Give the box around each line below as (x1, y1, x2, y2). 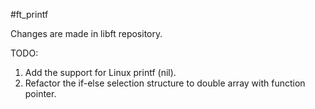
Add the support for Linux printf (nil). (24, 67, 177, 78)
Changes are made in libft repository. (10, 28, 163, 39)
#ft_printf (10, 9, 49, 20)
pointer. (24, 88, 57, 99)
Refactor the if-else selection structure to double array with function (24, 77, 306, 89)
